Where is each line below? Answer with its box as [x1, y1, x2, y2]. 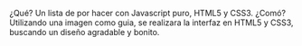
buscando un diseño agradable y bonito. [9, 27, 160, 37]
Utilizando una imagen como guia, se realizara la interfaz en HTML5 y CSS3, [9, 17, 294, 28]
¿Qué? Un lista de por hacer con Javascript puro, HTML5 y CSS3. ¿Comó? [9, 8, 287, 18]
